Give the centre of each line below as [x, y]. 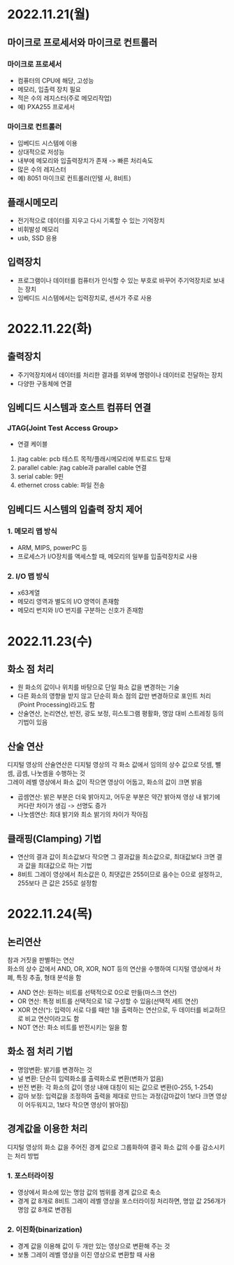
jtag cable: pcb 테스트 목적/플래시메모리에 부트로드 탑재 [94, 459]
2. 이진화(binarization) [45, 1229]
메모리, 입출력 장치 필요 [49, 89]
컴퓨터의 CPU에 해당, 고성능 [56, 80]
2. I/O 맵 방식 [28, 577]
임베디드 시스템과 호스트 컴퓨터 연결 [79, 408]
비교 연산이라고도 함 [52, 1019]
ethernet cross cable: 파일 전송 [61, 485]
